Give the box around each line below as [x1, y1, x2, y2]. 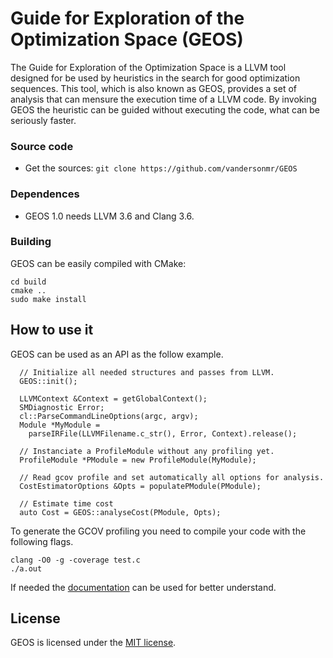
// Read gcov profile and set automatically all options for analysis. [19, 472, 325, 482]
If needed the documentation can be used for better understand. [10, 581, 277, 593]
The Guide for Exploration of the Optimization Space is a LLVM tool [10, 61, 287, 73]
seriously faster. [10, 114, 77, 126]
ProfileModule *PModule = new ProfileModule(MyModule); [19, 455, 257, 465]
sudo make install [10, 294, 87, 304]
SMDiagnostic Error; [19, 402, 105, 412]
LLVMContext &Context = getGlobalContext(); [19, 393, 208, 404]
